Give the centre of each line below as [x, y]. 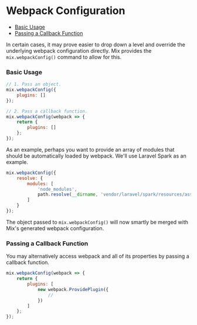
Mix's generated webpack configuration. [55, 228]
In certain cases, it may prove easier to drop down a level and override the [96, 45]
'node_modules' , [57, 189]
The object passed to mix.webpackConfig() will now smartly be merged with [97, 222]
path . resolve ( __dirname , [68, 194]
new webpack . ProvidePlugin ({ [73, 289]
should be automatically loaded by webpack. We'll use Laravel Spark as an [96, 156]
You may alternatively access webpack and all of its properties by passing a [98, 256]
